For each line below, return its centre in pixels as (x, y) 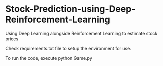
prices (12, 39)
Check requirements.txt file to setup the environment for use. (68, 48)
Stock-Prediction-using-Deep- (70, 9)
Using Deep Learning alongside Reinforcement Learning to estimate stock (81, 33)
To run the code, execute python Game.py (49, 58)
